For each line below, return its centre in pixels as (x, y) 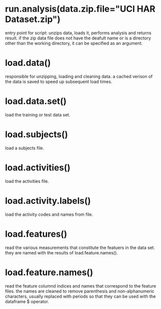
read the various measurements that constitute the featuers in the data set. (80, 248)
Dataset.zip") (33, 19)
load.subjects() (36, 135)
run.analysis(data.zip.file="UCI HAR (80, 9)
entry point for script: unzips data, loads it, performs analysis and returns (78, 33)
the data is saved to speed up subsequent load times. (59, 81)
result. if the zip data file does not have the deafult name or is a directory (78, 38)
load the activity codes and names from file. (49, 214)
